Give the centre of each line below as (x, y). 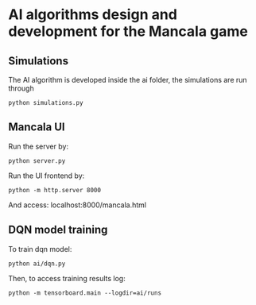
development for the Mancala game (128, 31)
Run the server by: (39, 146)
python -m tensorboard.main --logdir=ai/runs (85, 293)
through (21, 88)
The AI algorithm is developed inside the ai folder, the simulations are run (128, 80)
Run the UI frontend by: (47, 176)
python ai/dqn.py (37, 264)
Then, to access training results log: (67, 278)
